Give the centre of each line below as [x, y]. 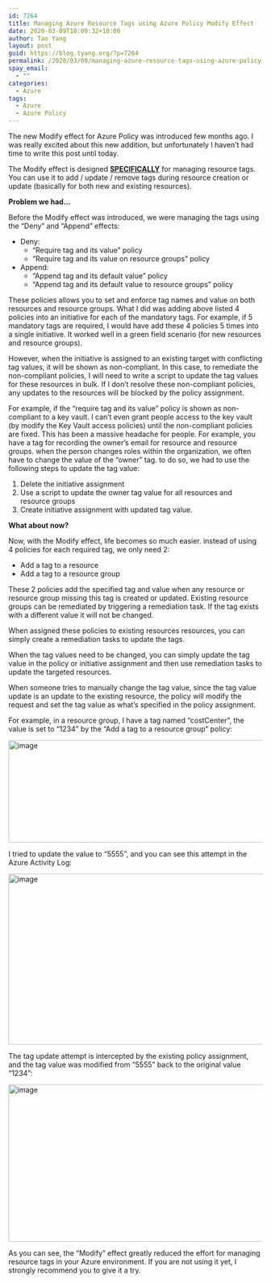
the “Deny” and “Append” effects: [64, 226]
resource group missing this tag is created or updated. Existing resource [128, 598]
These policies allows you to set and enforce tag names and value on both [132, 300]
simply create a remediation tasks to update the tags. [97, 639]
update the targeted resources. [60, 672]
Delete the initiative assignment [72, 484]
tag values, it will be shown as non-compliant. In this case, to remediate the [133, 367]
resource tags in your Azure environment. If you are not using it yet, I [123, 1262]
